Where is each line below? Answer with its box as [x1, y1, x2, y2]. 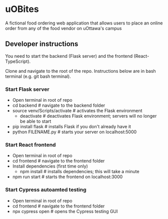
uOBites [5, 3, 39, 15]
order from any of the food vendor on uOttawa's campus [5, 25, 122, 31]
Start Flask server [5, 86, 49, 93]
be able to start [19, 118, 51, 124]
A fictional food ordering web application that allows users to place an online [5, 20, 163, 26]
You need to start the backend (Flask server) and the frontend [5, 53, 133, 59]
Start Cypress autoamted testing [5, 186, 86, 193]
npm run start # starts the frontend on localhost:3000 [12, 174, 123, 180]
